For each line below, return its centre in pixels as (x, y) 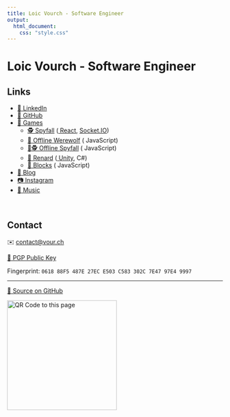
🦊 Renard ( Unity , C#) (57, 158)
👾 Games (30, 123)
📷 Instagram (35, 180)
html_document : (35, 26)
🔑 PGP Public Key (32, 258)
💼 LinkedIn (32, 108)
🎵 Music (28, 190)
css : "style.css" (44, 33)
